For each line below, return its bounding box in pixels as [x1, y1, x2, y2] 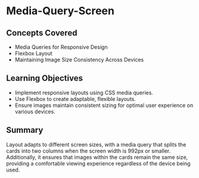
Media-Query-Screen [6, 4, 115, 18]
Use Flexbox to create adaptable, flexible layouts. [14, 95, 136, 102]
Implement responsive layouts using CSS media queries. [14, 89, 154, 96]
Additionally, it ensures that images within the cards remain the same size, [6, 153, 188, 161]
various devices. [14, 108, 55, 115]
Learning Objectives [6, 73, 83, 84]
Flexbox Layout [14, 50, 52, 57]
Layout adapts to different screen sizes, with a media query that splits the [6, 141, 186, 148]
